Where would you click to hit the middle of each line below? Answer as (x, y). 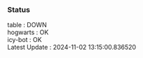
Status (19, 10)
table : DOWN (27, 25)
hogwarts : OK (28, 32)
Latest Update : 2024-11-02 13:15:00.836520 (72, 48)
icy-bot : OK (25, 40)
